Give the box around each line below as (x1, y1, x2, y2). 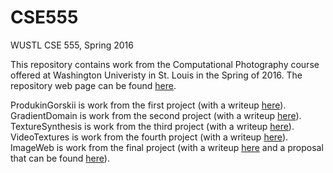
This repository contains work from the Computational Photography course (10, 58, 320, 70)
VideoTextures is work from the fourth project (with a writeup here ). (10, 131, 289, 143)
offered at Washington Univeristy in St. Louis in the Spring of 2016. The (10, 69, 303, 81)
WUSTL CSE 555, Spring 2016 (10, 39, 134, 51)
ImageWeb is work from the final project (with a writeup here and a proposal (10, 141, 324, 153)
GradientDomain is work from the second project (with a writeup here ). (10, 109, 302, 121)
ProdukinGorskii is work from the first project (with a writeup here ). (10, 99, 287, 111)
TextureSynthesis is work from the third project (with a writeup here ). (10, 120, 295, 132)
